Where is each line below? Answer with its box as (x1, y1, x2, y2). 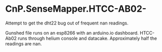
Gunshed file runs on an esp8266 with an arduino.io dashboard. (5, 30, 139, 36)
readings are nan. (5, 40, 42, 46)
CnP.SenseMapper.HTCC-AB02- (5, 3, 147, 15)
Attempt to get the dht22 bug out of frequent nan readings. (5, 20, 128, 26)
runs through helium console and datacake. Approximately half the (17, 35, 157, 41)
